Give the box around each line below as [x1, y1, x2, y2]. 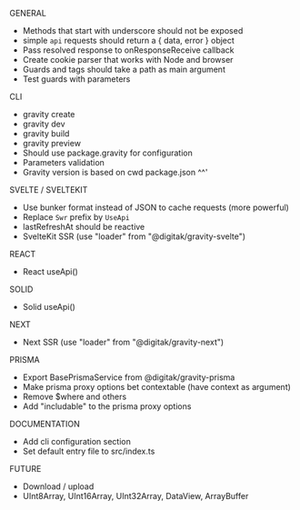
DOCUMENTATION [9, 418, 80, 429]
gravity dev [22, 118, 65, 129]
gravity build [22, 128, 70, 139]
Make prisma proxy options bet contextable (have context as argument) [22, 382, 291, 392]
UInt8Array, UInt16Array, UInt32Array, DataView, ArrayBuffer [22, 491, 249, 501]
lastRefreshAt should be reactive [22, 222, 145, 232]
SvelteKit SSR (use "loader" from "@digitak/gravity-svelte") [22, 231, 246, 242]
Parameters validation [22, 157, 105, 167]
